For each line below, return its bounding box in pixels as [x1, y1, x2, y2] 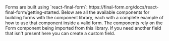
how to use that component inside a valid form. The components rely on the [5, 20, 163, 26]
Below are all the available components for [61, 9, 150, 15]
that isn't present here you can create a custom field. [5, 31, 116, 36]
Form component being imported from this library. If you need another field [5, 25, 161, 31]
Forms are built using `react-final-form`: [5, 4, 88, 10]
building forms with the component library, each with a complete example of [5, 15, 164, 20]
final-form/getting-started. [5, 9, 61, 15]
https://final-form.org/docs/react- [88, 4, 159, 10]
